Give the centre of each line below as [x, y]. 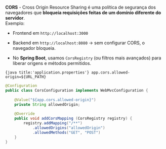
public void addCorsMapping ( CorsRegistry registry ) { [73, 119]
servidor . [15, 18]
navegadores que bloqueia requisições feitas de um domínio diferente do [83, 13]
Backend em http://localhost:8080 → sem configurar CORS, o [79, 43]
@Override [25, 114]
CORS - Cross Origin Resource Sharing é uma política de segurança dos [80, 7]
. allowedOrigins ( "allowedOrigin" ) [69, 128]
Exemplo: [15, 23]
